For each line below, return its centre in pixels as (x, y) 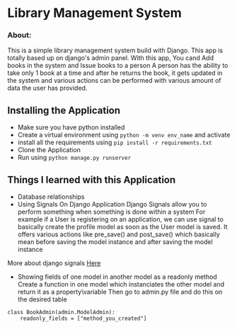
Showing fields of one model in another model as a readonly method (117, 277)
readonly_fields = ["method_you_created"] (83, 319)
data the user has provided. (47, 88)
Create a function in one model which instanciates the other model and (121, 284)
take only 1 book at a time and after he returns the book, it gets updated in (115, 73)
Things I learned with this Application (92, 179)
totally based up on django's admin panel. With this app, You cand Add (111, 58)
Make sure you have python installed (71, 127)
